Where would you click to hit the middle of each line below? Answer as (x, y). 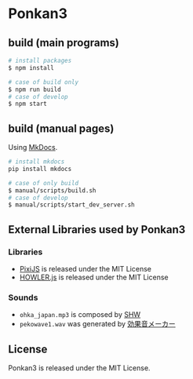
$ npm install (31, 67)
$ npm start (27, 104)
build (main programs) (64, 43)
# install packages (40, 60)
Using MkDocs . (33, 148)
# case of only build (44, 183)
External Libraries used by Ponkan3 (97, 230)
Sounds (23, 297)
